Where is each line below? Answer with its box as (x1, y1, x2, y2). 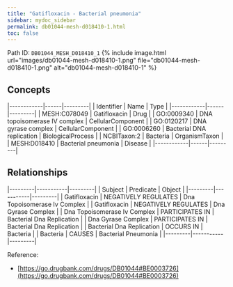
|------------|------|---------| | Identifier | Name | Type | (7, 102, 168, 111)
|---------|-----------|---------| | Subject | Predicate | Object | (7, 185, 185, 194)
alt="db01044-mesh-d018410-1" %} (54, 63, 157, 72)
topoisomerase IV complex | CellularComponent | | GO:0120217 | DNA (7, 117, 207, 125)
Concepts (7, 84, 51, 95)
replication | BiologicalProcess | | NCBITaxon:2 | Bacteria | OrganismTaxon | (7, 132, 224, 140)
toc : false (7, 29, 39, 37)
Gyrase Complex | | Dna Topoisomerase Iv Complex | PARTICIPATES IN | (7, 207, 214, 216)
